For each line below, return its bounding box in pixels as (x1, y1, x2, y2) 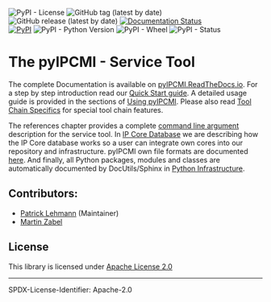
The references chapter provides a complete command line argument (8, 121, 240, 130)
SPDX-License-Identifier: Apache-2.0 (8, 284, 133, 294)
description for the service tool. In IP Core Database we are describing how (8, 129, 259, 139)
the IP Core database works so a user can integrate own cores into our (8, 138, 244, 147)
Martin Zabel (19, 217, 63, 226)
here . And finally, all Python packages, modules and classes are (8, 155, 220, 164)
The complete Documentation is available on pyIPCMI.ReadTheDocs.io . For (8, 79, 258, 89)
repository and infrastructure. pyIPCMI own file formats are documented (8, 146, 248, 156)
